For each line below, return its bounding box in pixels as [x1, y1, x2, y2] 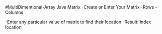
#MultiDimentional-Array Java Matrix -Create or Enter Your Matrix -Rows [5, 4, 154, 10]
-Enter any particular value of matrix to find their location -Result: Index [5, 19, 151, 25]
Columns [5, 9, 24, 15]
